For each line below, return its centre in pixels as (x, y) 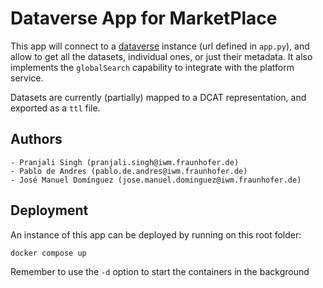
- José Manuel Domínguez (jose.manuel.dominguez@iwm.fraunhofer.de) (156, 180)
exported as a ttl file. (55, 108)
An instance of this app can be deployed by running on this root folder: (156, 234)
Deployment (49, 210)
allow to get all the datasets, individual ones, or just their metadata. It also (161, 56)
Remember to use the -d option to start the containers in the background (160, 272)
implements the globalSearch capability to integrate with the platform (152, 67)
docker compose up (48, 253)
